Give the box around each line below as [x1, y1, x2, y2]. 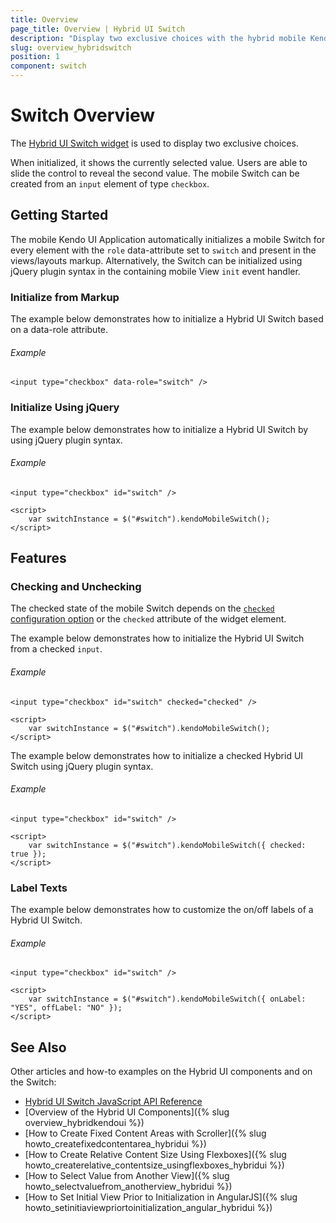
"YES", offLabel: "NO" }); [10, 1003, 123, 1013]
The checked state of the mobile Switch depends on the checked [10, 602, 275, 615]
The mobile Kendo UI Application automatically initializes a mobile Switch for [10, 233, 326, 245]
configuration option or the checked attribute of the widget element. [10, 613, 287, 625]
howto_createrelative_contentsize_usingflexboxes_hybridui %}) [24, 1159, 285, 1171]
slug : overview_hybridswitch [10, 42, 132, 53]
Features [10, 550, 67, 567]
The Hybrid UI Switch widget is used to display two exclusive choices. [10, 137, 299, 149]
